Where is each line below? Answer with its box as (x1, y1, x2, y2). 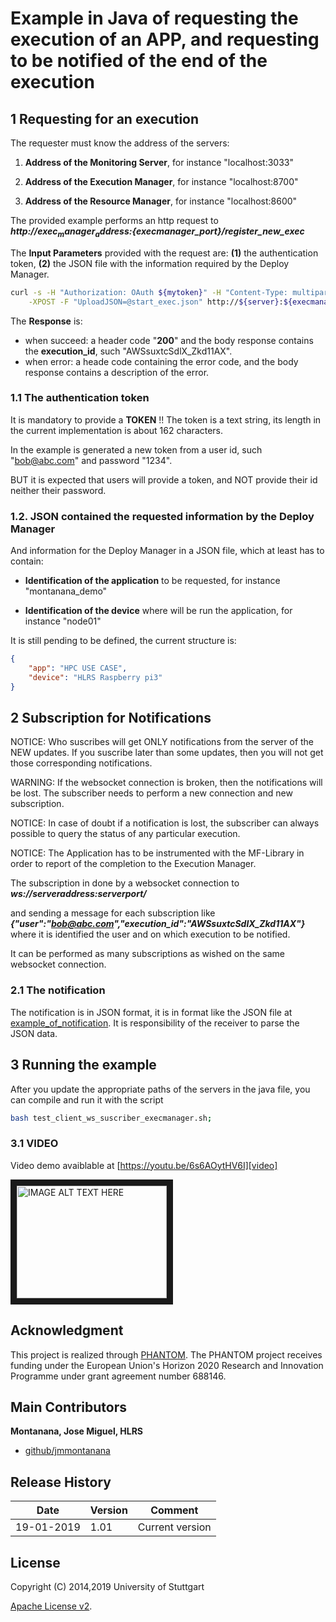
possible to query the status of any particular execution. (10, 828, 241, 840)
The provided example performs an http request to (10, 215, 219, 226)
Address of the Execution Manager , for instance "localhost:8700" (24, 176, 299, 187)
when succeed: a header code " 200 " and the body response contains (24, 334, 314, 346)
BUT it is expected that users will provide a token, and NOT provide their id (10, 473, 318, 486)
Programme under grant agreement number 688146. (10, 1370, 227, 1382)
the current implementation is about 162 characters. (10, 424, 224, 436)
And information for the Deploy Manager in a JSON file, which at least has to (10, 545, 325, 557)
